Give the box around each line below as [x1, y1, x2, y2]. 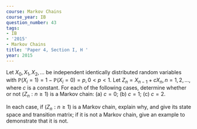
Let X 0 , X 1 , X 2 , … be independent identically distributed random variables [6, 68, 182, 77]
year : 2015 [6, 52, 33, 58]
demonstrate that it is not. [6, 117, 69, 124]
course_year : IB [6, 14, 46, 20]
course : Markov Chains [6, 8, 62, 15]
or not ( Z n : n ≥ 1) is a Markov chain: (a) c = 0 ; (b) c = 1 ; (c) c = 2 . [6, 91, 166, 99]
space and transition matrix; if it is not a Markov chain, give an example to [6, 111, 185, 118]
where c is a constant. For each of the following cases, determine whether [6, 84, 187, 91]
